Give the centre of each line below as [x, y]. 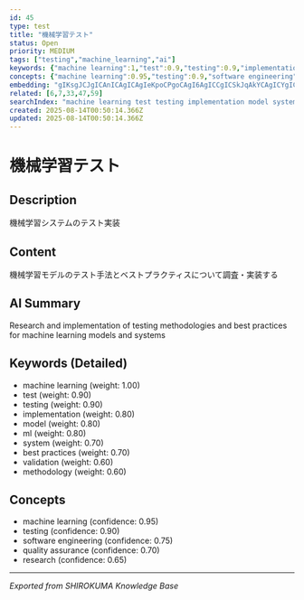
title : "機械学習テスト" [51, 34]
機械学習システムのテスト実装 [65, 223]
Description [43, 200]
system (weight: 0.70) [63, 443]
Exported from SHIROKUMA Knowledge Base [94, 586]
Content [33, 252]
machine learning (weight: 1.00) [81, 385]
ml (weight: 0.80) [54, 433]
